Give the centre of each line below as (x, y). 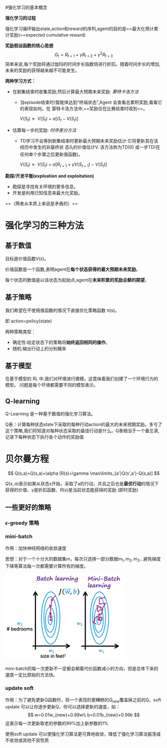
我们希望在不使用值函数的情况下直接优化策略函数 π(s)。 (62, 310)
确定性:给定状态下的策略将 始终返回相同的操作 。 (61, 342)
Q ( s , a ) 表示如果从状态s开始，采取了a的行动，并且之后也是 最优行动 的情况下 (82, 484)
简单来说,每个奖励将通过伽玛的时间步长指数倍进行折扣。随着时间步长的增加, (83, 64)
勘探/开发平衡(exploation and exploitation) (50, 176)
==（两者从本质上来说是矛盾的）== (42, 203)
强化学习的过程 (20, 18)
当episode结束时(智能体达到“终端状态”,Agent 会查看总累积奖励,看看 (89, 102)
